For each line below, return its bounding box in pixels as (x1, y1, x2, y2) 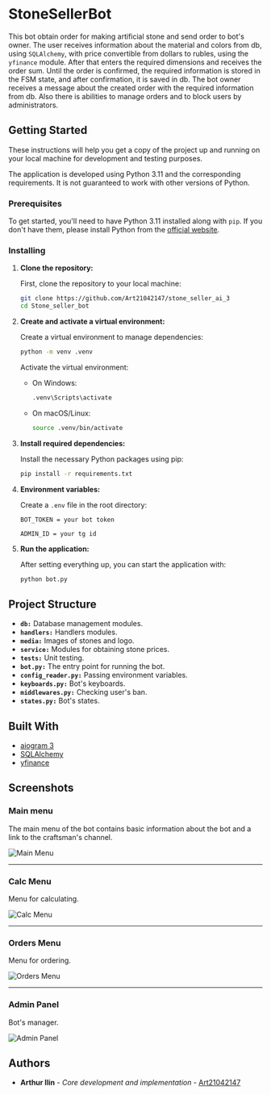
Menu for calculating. (8, 894, 79, 904)
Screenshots (8, 781, 74, 795)
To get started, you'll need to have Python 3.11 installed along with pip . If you (8, 216, 263, 226)
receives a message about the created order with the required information (8, 82, 254, 93)
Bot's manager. (8, 1018, 59, 1027)
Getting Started (8, 123, 88, 137)
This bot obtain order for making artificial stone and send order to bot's (8, 31, 244, 41)
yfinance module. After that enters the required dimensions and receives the (8, 57, 262, 67)
